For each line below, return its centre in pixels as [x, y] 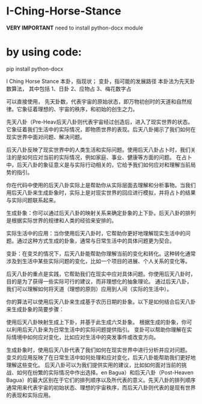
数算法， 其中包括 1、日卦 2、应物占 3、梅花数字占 [69, 89]
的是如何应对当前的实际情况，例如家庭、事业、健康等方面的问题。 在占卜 [102, 157]
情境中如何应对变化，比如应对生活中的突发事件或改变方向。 [85, 337]
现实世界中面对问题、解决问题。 [46, 137]
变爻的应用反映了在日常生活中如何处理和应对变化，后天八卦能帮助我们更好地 [101, 357]
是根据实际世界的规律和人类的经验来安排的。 [62, 220]
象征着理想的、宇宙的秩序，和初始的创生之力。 [80, 109]
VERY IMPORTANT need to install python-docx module [75, 28]
